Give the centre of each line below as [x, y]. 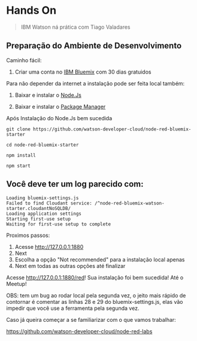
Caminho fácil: [24, 60]
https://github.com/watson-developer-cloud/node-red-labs [79, 331]
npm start [19, 166]
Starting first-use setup [38, 219]
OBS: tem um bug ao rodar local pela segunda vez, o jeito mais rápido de [96, 295]
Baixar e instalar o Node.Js [48, 95]
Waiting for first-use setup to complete [59, 224]
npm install [21, 155]
